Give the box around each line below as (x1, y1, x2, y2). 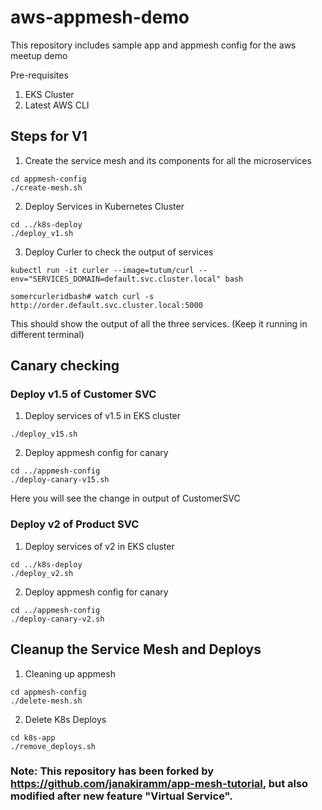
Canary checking (10, 357, 120, 375)
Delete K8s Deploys (24, 713, 107, 725)
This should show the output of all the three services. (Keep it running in (10, 317, 308, 330)
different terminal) (10, 328, 85, 340)
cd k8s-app (10, 732, 56, 743)
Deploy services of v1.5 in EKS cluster (24, 410, 182, 422)
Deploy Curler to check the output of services (24, 246, 214, 258)
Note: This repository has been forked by (10, 764, 215, 778)
